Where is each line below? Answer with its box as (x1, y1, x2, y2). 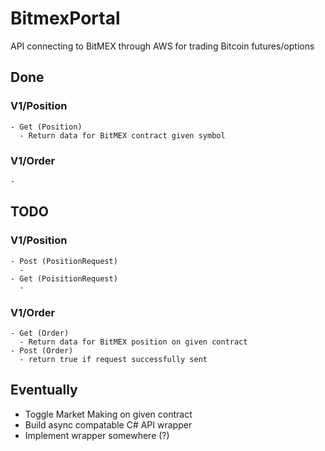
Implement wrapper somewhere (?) (24, 429, 170, 441)
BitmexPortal (10, 7, 121, 30)
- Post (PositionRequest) (10, 256, 118, 266)
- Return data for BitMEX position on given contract (19, 337, 248, 347)
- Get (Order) (10, 328, 70, 338)
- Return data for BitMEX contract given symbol (19, 130, 226, 141)
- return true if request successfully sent (19, 354, 208, 364)
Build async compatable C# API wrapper (24, 418, 193, 431)
